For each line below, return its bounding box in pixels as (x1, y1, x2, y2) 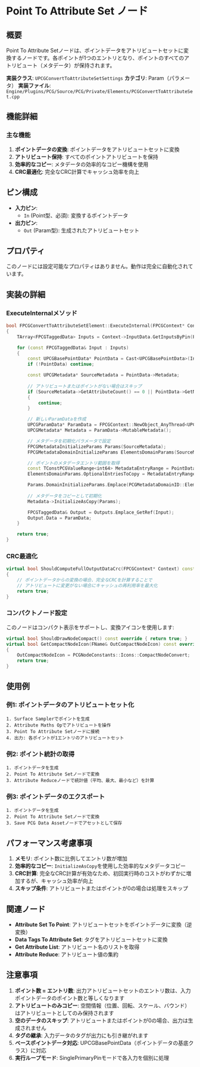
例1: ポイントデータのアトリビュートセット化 (6, 701, 135, 709)
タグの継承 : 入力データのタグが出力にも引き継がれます (14, 1032, 149, 1039)
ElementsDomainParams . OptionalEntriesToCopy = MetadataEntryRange (27, 471, 196, 477)
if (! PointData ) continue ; (27, 361, 95, 367)
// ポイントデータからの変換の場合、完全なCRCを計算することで (17, 577, 153, 583)
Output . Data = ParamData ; (27, 515, 92, 521)
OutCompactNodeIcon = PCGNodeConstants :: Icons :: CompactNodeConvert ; (17, 652, 190, 658)
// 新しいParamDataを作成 (27, 416, 86, 422)
